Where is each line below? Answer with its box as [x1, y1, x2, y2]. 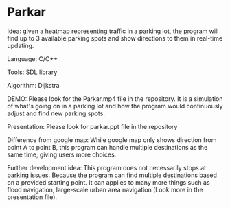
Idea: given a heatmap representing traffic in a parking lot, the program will [7, 27, 219, 35]
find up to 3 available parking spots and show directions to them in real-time [7, 34, 223, 42]
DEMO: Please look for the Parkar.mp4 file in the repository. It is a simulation [7, 94, 223, 103]
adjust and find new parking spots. [7, 109, 105, 117]
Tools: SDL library [7, 68, 58, 76]
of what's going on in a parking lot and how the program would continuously [7, 102, 223, 110]
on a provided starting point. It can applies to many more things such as [7, 178, 211, 186]
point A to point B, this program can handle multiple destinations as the [7, 143, 208, 151]
